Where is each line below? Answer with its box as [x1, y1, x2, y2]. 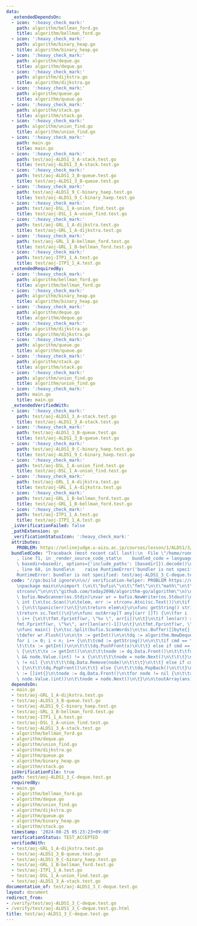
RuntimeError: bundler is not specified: [16, 572, 119, 578]
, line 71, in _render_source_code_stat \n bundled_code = [16, 555, 169, 562]
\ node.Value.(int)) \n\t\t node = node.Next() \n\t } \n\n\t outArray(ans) [16, 676, 193, 682]
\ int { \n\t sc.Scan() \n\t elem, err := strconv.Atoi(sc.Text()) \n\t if [16, 599, 191, 605]
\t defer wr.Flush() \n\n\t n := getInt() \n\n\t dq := [16, 632, 143, 638]
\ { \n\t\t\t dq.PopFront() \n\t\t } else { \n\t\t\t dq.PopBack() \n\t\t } [16, 665, 188, 671]
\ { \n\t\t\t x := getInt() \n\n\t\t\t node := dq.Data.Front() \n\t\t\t [16, 648, 188, 655]
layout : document [6, 889, 49, 895]
